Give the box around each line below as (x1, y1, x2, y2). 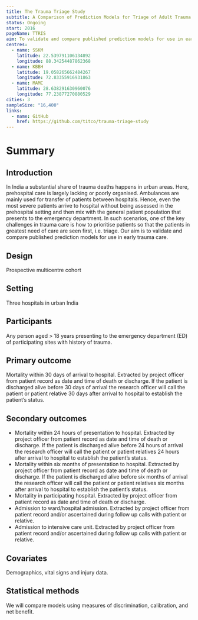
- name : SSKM (11, 47, 44, 53)
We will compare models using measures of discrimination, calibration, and (6, 602, 189, 609)
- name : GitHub (11, 113, 49, 119)
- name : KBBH (11, 63, 44, 70)
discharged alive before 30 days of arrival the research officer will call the (6, 384, 186, 391)
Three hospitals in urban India (6, 299, 78, 306)
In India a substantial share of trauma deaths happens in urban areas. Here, (6, 183, 189, 190)
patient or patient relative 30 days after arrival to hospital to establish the (6, 390, 183, 397)
